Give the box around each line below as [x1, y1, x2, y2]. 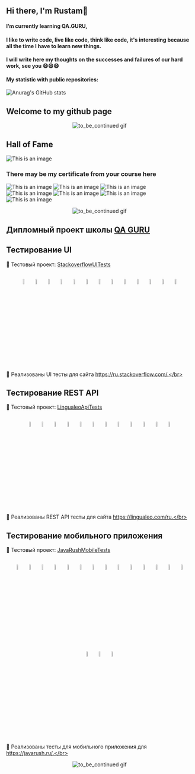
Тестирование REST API [6, 387, 99, 398]
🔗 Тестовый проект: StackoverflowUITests [6, 261, 111, 268]
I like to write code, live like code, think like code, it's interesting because [6, 36, 190, 43]
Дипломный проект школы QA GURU [6, 225, 150, 235]
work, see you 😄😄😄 [6, 62, 59, 69]
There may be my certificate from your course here [6, 170, 156, 178]
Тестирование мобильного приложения [6, 530, 163, 541]
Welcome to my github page [6, 106, 113, 116]
